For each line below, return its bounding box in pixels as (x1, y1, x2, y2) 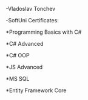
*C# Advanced (5, 40, 44, 47)
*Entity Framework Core (5, 87, 67, 94)
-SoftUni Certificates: (5, 17, 59, 23)
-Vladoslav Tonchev (5, 5, 56, 12)
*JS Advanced (5, 63, 43, 70)
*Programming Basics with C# (5, 28, 82, 36)
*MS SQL (5, 75, 30, 82)
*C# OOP (5, 52, 30, 59)
